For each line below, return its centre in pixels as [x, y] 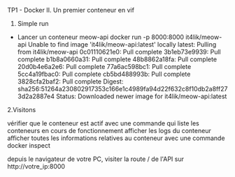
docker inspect [29, 145]
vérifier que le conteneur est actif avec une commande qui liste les [103, 123]
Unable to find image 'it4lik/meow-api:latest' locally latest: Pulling [122, 44]
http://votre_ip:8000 [36, 166]
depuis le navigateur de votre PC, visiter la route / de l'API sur [95, 159]
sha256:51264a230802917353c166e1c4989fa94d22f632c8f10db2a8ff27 [122, 89]
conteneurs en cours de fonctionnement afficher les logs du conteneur [109, 131]
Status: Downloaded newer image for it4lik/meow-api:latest [141, 96]
